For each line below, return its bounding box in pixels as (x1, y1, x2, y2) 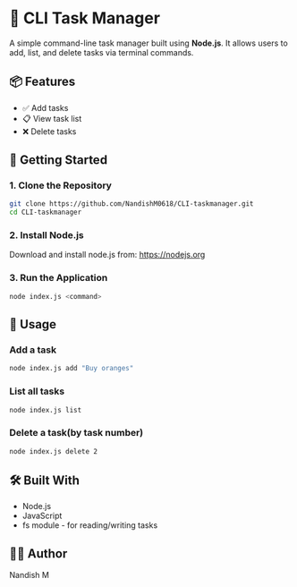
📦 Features (9, 74, 76, 89)
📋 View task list (21, 113, 82, 123)
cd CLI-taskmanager (9, 208, 82, 217)
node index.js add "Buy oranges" (9, 364, 134, 373)
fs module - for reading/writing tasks (21, 520, 158, 531)
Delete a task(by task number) (9, 427, 144, 439)
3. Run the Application (9, 272, 108, 285)
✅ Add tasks (21, 102, 69, 113)
